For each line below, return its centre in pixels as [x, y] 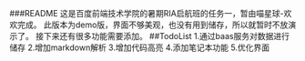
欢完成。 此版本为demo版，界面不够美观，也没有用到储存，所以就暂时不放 [149, 25]
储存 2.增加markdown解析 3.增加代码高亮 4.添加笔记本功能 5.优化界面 [140, 47]
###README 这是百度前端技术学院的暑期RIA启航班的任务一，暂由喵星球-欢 [151, 13]
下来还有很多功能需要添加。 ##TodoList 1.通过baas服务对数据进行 [166, 36]
